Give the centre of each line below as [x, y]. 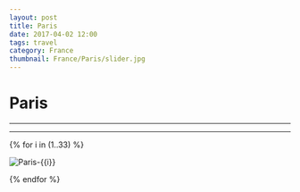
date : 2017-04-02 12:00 [54, 34]
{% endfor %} [35, 179]
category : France [42, 51]
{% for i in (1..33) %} [47, 145]
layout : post [33, 17]
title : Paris [33, 26]
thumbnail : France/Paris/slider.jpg [77, 59]
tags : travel [33, 42]
